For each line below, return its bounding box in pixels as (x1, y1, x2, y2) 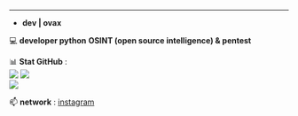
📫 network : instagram (9, 97, 95, 107)
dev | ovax (21, 18, 62, 27)
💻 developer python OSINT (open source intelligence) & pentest (9, 35, 252, 45)
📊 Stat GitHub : (9, 57, 68, 66)
